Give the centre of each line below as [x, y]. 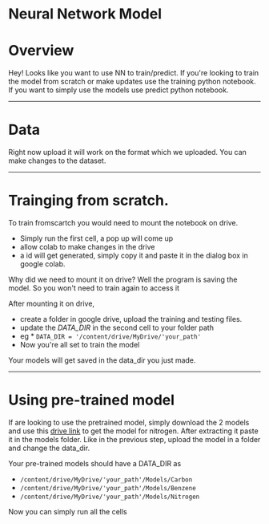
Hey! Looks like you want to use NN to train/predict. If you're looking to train [134, 73]
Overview [41, 51]
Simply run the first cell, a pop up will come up [96, 238]
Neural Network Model [85, 14]
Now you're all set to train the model [80, 345]
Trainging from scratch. [89, 201]
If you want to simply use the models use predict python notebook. [118, 90]
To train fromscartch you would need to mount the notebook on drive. [123, 223]
